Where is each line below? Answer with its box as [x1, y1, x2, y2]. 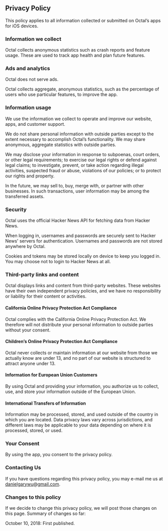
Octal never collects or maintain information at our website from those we [5, 350, 157, 356]
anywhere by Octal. [5, 244, 46, 249]
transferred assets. [5, 193, 45, 199]
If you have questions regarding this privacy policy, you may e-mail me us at [5, 475, 163, 481]
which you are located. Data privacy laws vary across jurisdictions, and [5, 417, 152, 423]
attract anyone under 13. [5, 360, 56, 366]
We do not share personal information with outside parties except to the [5, 131, 154, 137]
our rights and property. [5, 173, 55, 179]
